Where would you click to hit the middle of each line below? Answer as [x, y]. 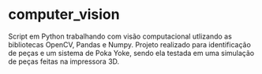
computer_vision [64, 15]
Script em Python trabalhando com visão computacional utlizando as [120, 36]
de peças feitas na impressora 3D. [64, 61]
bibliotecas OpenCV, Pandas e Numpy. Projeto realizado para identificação [129, 44]
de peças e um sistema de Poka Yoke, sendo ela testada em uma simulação [131, 53]
